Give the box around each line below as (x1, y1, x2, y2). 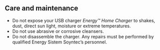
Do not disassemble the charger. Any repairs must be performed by (12, 33, 154, 39)
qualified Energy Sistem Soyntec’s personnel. (12, 39, 108, 45)
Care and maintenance (5, 4, 78, 13)
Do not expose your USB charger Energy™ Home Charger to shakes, (12, 17, 155, 23)
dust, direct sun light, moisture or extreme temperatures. (12, 23, 131, 29)
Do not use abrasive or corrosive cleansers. (12, 28, 104, 34)
